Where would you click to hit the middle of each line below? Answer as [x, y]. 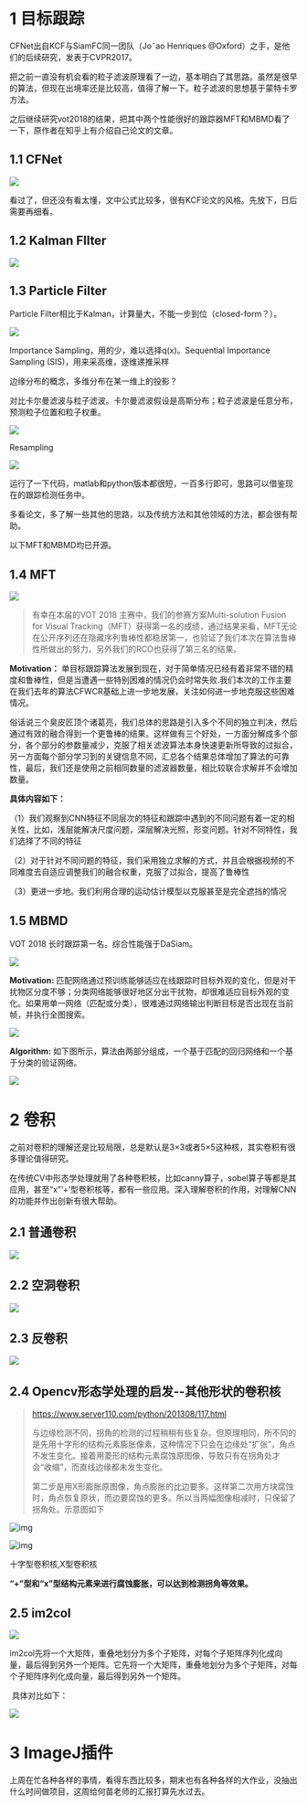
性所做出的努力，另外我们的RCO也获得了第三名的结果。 [137, 649]
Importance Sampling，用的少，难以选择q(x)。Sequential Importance [140, 350]
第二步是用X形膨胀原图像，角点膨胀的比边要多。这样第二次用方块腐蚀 [163, 1487]
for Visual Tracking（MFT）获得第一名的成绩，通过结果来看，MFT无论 [164, 626]
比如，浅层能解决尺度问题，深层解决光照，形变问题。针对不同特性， [161, 830]
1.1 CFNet [36, 159]
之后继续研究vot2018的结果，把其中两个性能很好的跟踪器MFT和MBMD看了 [150, 119]
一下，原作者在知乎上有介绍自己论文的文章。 [94, 130]
